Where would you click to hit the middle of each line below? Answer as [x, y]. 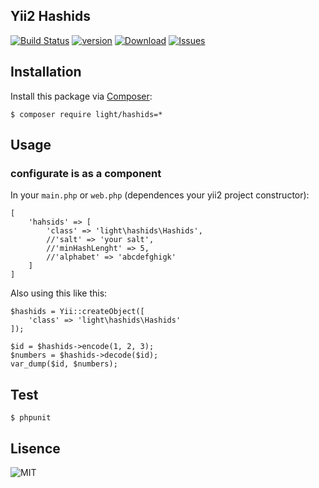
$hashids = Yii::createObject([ [77, 312]
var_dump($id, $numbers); [64, 364]
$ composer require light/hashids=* [86, 114]
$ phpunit [31, 418]
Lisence [35, 448]
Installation [46, 72]
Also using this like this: [59, 293]
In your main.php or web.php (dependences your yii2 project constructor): [160, 195]
